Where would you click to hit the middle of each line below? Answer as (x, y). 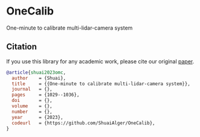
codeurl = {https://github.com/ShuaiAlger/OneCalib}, (83, 123)
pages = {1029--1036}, (46, 95)
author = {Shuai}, (39, 78)
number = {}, (32, 112)
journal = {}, (32, 89)
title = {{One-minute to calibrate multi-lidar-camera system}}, (101, 84)
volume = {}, (32, 106)
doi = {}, (32, 101)
